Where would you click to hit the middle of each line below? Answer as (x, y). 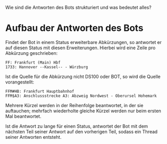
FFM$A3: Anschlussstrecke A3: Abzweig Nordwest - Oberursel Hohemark (81, 96)
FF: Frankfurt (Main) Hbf (33, 63)
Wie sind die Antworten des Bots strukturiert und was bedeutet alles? (78, 7)
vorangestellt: (20, 82)
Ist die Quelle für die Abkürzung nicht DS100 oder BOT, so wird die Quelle (83, 76)
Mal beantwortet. (23, 116)
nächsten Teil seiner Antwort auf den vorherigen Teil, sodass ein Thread (81, 131)
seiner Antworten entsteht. (33, 137)
